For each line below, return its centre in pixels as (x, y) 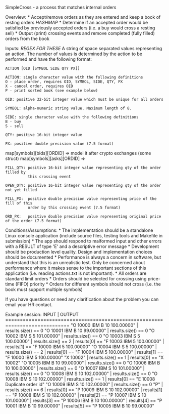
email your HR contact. (29, 305)
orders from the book (27, 38)
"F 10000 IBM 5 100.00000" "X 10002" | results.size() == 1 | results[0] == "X (84, 357)
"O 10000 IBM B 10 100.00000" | (104, 325)
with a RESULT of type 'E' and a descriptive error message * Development (82, 246)
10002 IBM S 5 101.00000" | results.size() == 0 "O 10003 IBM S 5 (73, 336)
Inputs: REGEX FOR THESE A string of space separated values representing (84, 48)
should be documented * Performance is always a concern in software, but (83, 257)
